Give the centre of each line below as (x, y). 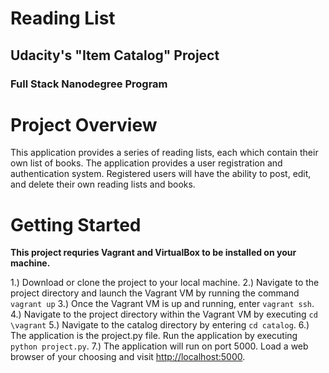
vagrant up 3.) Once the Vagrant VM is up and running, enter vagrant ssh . (162, 304)
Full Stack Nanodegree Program (89, 84)
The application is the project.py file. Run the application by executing (154, 336)
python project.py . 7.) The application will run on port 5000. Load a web (159, 346)
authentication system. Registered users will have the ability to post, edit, (161, 174)
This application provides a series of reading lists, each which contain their (164, 153)
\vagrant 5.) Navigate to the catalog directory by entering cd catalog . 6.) (160, 325)
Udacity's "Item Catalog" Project (115, 55)
